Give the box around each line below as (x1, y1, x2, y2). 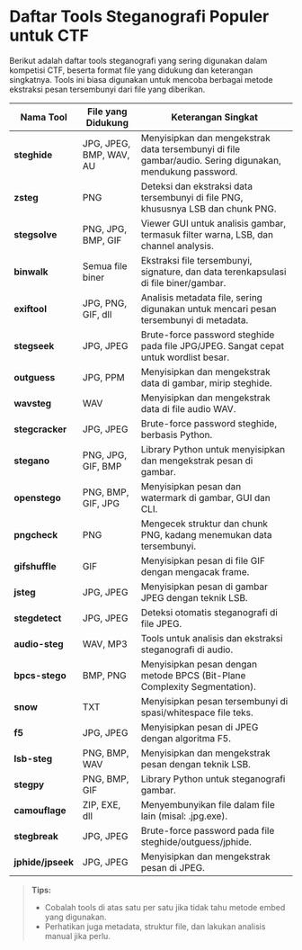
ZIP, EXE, (82, 798, 121, 811)
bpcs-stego (13, 668, 67, 681)
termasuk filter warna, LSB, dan (140, 228, 274, 240)
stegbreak (13, 829, 58, 842)
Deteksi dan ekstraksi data (140, 180, 253, 193)
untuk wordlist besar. (140, 351, 230, 363)
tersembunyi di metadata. (140, 313, 249, 326)
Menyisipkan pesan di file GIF (140, 554, 265, 567)
